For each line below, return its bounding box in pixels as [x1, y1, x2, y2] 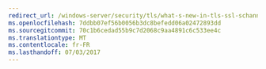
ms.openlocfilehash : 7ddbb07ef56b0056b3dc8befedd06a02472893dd [8, 19, 222, 27]
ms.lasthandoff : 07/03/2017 [8, 48, 101, 56]
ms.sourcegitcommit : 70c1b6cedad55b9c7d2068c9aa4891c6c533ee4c [8, 26, 222, 34]
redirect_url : [8, 11, 55, 20]
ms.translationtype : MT [8, 33, 87, 42]
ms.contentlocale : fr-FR [8, 41, 90, 49]
